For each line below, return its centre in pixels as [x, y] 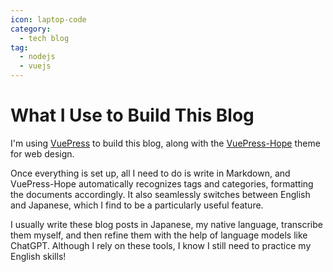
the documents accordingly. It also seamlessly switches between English [160, 194]
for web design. [42, 153]
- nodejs [37, 57]
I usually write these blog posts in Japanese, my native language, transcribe [166, 224]
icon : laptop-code [48, 19]
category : [31, 29]
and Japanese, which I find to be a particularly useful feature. [137, 205]
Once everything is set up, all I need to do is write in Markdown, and [150, 173]
